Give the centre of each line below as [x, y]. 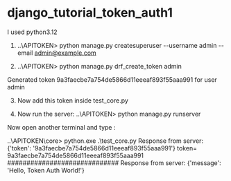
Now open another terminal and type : [61, 127]
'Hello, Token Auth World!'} [46, 170]
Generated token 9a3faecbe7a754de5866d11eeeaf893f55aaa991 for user [112, 79]
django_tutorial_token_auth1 [90, 13]
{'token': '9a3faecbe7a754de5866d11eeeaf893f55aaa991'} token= [102, 148]
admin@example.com [66, 53]
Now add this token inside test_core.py [72, 100]
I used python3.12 [32, 32]
